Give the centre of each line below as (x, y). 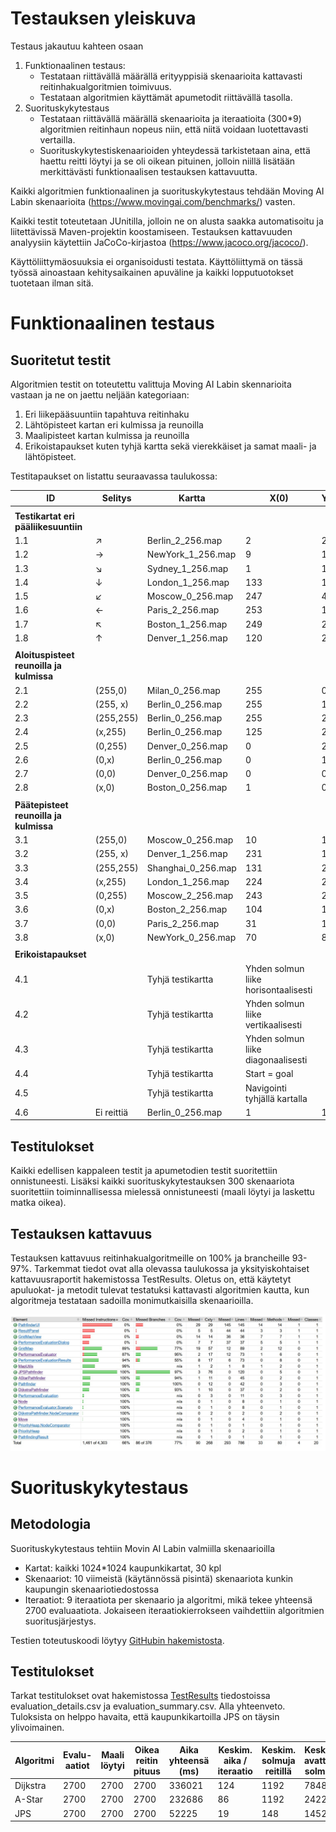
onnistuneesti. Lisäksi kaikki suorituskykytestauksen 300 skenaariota (152, 1181)
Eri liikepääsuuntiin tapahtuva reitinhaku (107, 414)
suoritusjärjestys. (60, 1621)
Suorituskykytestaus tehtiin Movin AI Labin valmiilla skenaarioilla (143, 1548)
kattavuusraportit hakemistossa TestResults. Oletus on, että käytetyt (151, 1279)
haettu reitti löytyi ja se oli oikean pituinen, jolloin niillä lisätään (167, 161)
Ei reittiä (111, 1112)
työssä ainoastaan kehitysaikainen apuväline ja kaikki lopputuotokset (152, 272)
